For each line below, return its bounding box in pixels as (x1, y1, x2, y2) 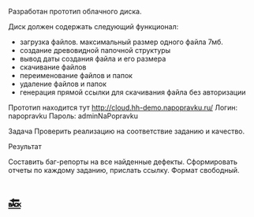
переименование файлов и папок (19, 71, 133, 80)
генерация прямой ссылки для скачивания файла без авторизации (19, 88, 246, 97)
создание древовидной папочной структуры (19, 46, 171, 54)
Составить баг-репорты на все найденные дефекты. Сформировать (8, 157, 238, 166)
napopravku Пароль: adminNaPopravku (8, 111, 138, 121)
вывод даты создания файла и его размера (19, 54, 166, 63)
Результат (8, 142, 42, 151)
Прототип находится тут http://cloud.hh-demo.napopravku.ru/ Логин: (8, 103, 238, 112)
